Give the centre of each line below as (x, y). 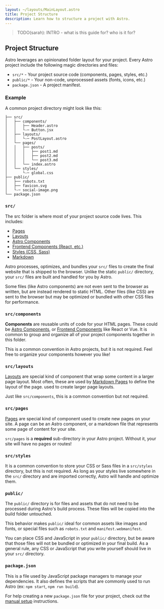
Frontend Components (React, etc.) (48, 246)
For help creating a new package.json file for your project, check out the (78, 596)
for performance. (22, 302)
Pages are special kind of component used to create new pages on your (78, 418)
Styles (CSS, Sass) (31, 252)
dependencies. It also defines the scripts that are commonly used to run (78, 581)
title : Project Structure (31, 14)
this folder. (16, 340)
